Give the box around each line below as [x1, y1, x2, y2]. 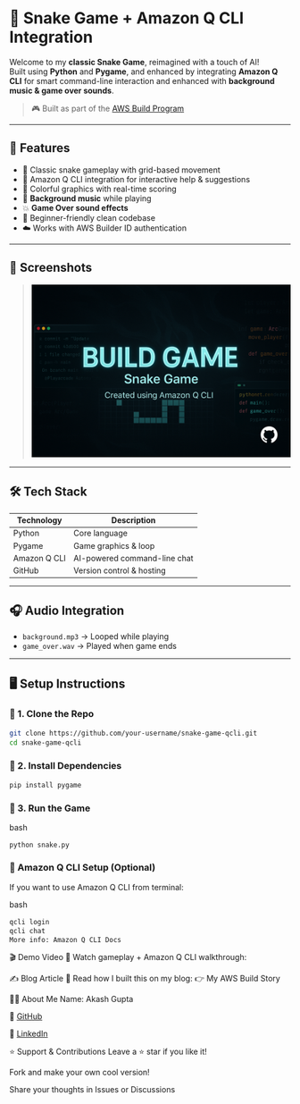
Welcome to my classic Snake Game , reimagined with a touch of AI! [9, 56, 260, 67]
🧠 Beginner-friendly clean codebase [21, 212, 156, 223]
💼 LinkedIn [9, 1028, 48, 1039]
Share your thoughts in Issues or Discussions [9, 1083, 176, 1094]
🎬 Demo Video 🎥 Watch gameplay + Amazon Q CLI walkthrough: [9, 951, 247, 962]
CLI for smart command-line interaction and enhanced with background [9, 75, 275, 86]
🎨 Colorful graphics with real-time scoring [21, 183, 177, 194]
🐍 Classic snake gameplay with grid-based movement [21, 164, 221, 175]
